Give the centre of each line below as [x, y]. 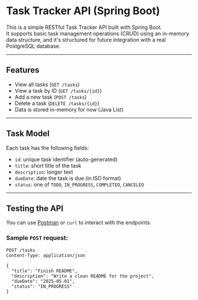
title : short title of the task [48, 165]
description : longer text [44, 172]
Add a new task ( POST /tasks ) [51, 97]
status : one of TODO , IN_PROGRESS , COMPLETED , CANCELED [79, 184]
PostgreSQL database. [33, 46]
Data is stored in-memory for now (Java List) [69, 109]
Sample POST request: [37, 238]
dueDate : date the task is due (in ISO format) [68, 178]
